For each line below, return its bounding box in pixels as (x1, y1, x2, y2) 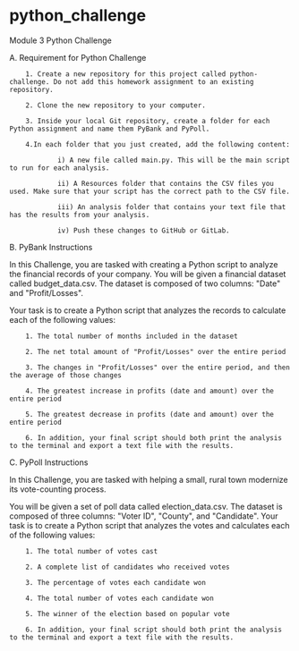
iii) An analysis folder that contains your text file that (56, 202, 286, 211)
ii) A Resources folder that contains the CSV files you (56, 179, 275, 188)
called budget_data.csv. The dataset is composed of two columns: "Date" (9, 278, 281, 289)
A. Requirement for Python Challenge (9, 52, 147, 63)
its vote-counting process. (9, 484, 107, 495)
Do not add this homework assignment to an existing (53, 77, 254, 86)
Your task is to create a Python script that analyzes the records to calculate (9, 305, 286, 316)
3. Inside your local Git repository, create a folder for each (25, 116, 270, 125)
